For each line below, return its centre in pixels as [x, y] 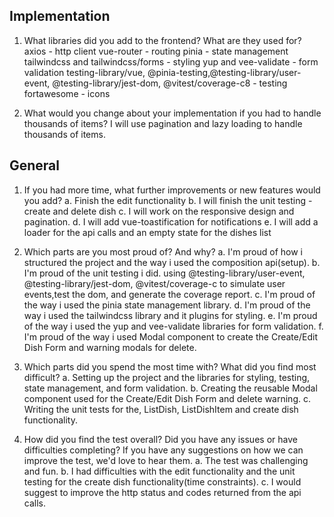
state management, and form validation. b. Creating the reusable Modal [170, 388]
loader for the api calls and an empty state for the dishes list [147, 232]
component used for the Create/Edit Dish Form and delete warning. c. [167, 398]
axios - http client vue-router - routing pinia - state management [156, 51]
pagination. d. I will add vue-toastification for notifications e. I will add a [171, 221]
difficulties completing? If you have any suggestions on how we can [163, 450]
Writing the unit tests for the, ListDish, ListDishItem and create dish [161, 409]
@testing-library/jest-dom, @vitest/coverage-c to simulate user [154, 283]
